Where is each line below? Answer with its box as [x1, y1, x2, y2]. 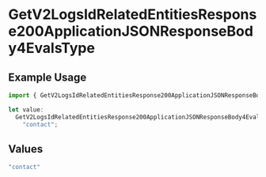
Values [8, 142, 44, 156]
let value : [8, 105, 44, 114]
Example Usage [8, 70, 87, 84]
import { [8, 92, 37, 100]
